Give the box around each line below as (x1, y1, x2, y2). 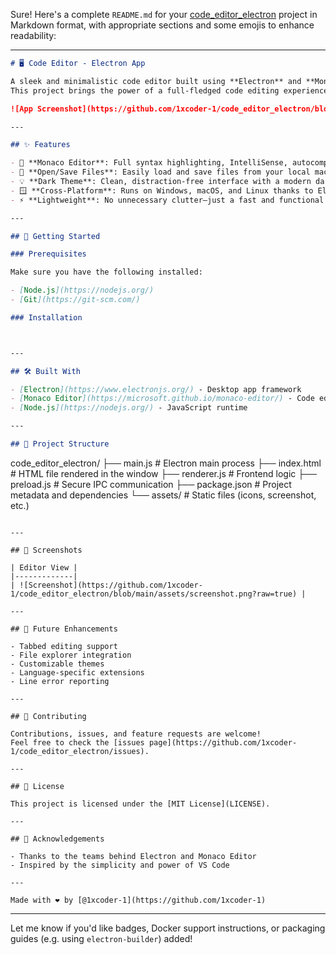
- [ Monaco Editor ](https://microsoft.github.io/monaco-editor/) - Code (10, 394, 315, 404)
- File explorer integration (10, 650, 132, 660)
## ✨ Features (10, 140, 71, 150)
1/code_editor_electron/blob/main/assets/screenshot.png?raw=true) (10, 589, 298, 599)
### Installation (10, 312, 83, 323)
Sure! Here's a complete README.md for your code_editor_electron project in (10, 9, 318, 20)
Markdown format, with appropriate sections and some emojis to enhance (10, 19, 315, 31)
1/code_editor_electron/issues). (10, 746, 150, 756)
